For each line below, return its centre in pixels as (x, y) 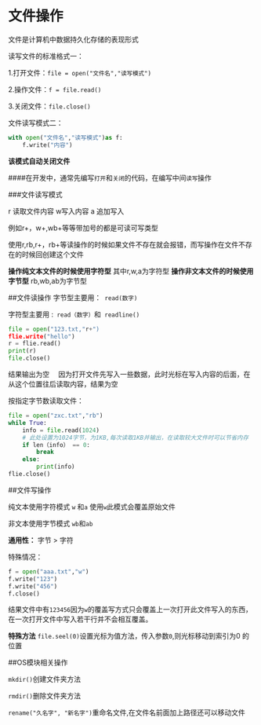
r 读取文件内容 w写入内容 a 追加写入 (66, 211)
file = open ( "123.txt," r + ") (54, 329)
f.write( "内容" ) (47, 145)
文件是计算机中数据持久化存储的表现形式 (73, 39)
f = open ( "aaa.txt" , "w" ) (49, 571)
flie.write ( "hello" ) (42, 336)
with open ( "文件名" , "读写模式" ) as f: (65, 137)
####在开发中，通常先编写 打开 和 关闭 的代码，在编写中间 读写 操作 (110, 178)
